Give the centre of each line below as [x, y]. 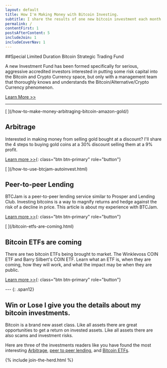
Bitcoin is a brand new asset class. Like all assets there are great [71, 325]
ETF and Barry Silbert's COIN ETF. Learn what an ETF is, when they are [78, 259]
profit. [11, 150]
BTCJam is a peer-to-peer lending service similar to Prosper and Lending [80, 196]
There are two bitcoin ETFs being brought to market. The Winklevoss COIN [82, 254]
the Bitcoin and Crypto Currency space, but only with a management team [81, 77]
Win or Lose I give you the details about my [73, 305]
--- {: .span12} [20, 289]
